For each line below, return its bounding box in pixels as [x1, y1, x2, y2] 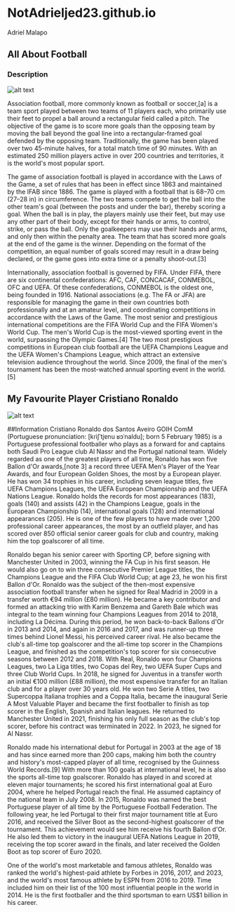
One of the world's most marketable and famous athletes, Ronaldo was [7, 861, 213, 870]
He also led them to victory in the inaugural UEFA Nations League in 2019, [7, 833, 220, 841]
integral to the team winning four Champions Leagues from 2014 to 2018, [7, 610, 219, 619]
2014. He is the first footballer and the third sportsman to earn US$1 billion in [7, 891, 228, 899]
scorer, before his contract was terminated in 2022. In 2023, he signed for [7, 722, 222, 731]
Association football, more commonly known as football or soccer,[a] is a [7, 99, 218, 107]
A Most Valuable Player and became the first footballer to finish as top [7, 700, 210, 708]
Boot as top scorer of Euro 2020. [7, 847, 102, 856]
